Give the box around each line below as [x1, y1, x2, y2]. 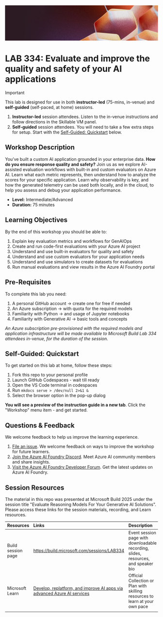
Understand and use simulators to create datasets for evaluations [12, 258, 143, 265]
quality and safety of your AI [5, 64, 122, 74]
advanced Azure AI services [33, 591, 90, 597]
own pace [128, 603, 148, 609]
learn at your [128, 598, 154, 604]
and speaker [128, 561, 154, 566]
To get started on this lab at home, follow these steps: [5, 362, 113, 368]
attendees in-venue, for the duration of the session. [5, 336, 108, 342]
